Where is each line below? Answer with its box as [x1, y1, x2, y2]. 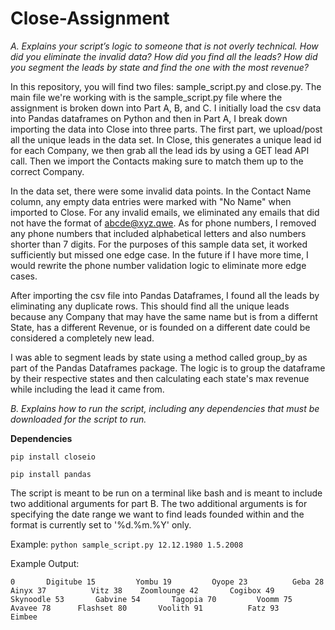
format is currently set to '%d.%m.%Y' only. [10, 518, 192, 531]
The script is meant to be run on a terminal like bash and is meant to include [10, 487, 323, 499]
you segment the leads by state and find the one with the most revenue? [10, 61, 309, 73]
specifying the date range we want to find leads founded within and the [10, 508, 305, 520]
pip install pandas [10, 469, 92, 479]
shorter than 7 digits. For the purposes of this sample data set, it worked [10, 238, 308, 250]
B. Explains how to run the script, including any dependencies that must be [10, 402, 320, 414]
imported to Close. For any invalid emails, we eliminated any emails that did [10, 206, 320, 218]
